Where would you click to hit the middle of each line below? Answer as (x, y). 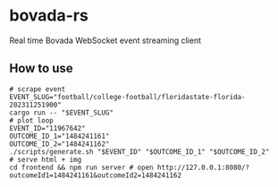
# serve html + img (46, 159)
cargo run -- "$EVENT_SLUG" (62, 113)
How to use (41, 68)
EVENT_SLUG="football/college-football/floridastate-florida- (127, 97)
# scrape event (38, 89)
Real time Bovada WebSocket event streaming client (105, 40)
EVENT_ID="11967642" (48, 128)
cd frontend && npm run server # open (81, 167)
